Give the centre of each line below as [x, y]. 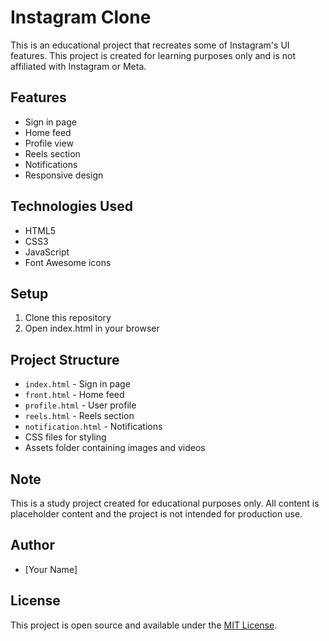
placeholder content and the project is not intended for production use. [156, 514]
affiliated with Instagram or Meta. [78, 66]
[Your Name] [51, 569]
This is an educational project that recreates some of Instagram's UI [150, 45]
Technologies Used [71, 206]
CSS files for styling [65, 437]
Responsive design [64, 175]
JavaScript [47, 252]
